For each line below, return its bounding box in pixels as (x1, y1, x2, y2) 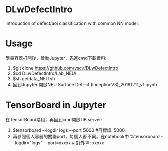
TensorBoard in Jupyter (5, 99, 107, 111)
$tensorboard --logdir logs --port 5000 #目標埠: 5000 (12, 127, 125, 133)
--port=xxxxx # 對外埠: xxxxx (43, 139, 104, 146)
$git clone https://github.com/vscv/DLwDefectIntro (12, 65, 118, 71)
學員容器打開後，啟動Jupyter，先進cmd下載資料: (5, 55, 107, 61)
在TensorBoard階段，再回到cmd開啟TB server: (5, 116, 102, 122)
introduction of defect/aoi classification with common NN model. (5, 20, 139, 26)
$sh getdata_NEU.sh (12, 75, 55, 81)
